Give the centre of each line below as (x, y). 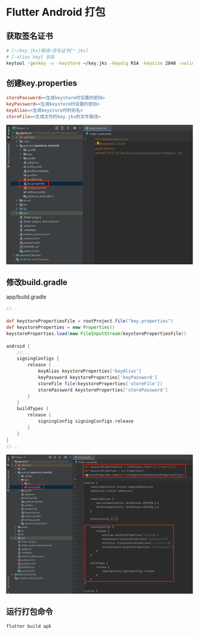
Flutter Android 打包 (56, 12)
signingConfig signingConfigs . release (86, 421)
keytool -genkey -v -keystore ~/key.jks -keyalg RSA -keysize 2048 (91, 63)
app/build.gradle (26, 297)
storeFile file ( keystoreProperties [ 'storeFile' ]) (100, 383)
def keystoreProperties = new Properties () (61, 328)
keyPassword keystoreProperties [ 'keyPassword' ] (98, 377)
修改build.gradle (37, 282)
